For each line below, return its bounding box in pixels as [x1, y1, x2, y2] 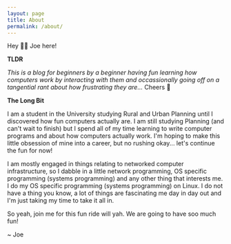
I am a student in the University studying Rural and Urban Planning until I [7, 110, 213, 118]
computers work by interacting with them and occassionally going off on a [7, 76, 220, 84]
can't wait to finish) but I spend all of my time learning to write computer [7, 125, 212, 133]
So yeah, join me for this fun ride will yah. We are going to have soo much [7, 210, 217, 218]
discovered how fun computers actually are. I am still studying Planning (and [7, 117, 224, 125]
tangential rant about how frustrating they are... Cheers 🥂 [7, 83, 171, 92]
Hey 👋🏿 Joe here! [7, 42, 57, 50]
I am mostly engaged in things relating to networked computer [7, 160, 184, 168]
